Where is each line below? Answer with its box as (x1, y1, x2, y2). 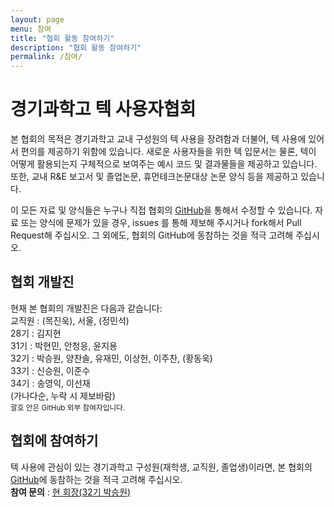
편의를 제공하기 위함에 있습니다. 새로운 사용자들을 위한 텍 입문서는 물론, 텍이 (20, 146, 317, 158)
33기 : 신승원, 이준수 (10, 364, 91, 376)
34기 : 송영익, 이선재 (10, 377, 91, 389)
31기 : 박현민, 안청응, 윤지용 (10, 339, 118, 351)
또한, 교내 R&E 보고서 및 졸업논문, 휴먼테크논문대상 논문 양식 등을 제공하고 (10, 171, 299, 183)
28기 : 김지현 (10, 327, 62, 339)
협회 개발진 (10, 274, 75, 291)
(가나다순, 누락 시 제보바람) (10, 389, 116, 401)
